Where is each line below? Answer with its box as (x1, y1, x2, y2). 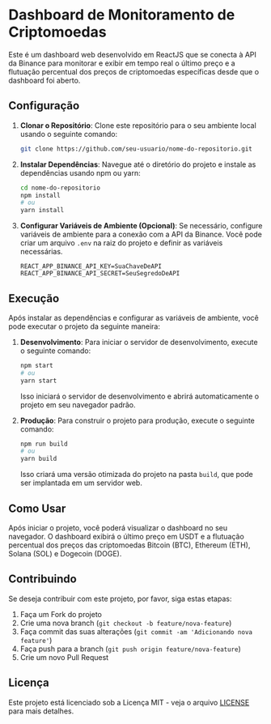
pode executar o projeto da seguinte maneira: (8, 322, 160, 331)
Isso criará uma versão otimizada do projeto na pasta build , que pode (19, 470, 253, 479)
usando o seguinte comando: (19, 129, 118, 138)
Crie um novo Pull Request (19, 652, 109, 662)
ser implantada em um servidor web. (19, 478, 143, 488)
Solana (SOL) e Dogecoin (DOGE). (8, 549, 122, 558)
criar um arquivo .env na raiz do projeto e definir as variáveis (19, 238, 223, 248)
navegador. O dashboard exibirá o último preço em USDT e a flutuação (8, 532, 244, 541)
